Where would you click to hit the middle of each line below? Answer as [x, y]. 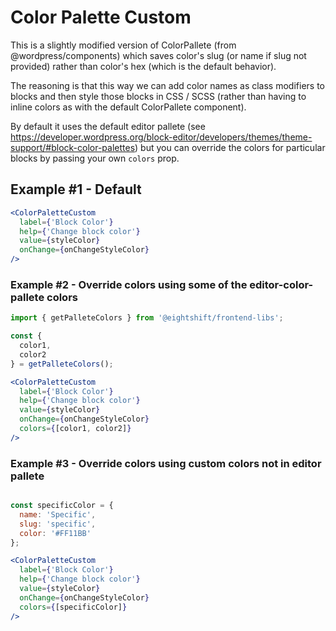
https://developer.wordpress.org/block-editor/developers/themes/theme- [161, 137]
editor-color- [281, 284]
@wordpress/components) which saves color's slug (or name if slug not [158, 55]
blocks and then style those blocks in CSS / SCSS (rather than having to [158, 96]
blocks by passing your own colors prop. [95, 158]
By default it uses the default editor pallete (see [108, 126]
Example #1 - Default [76, 189]
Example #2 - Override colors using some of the [129, 284]
